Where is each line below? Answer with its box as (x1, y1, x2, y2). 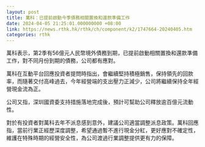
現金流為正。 (11, 85, 44, 92)
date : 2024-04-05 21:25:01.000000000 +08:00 (6, 20, 121, 26)
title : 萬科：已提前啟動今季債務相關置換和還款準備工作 (6, 15, 130, 21)
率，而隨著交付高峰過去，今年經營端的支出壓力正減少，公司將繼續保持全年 (6, 78, 193, 85)
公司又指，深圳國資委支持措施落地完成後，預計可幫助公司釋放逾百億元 (6, 99, 183, 106)
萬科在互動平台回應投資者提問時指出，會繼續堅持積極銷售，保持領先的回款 (6, 70, 193, 77)
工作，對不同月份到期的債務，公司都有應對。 (6, 57, 119, 64)
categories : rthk (6, 32, 51, 38)
